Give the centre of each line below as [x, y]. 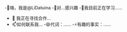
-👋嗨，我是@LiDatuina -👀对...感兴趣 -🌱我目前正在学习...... [64, 8]
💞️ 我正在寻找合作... [31, 18]
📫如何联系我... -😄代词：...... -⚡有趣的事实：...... [61, 24]
